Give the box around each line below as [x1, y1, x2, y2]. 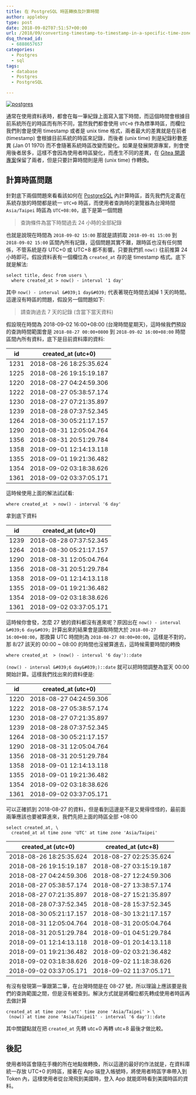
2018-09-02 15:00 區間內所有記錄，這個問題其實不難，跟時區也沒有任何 [6, 238, 177, 246]
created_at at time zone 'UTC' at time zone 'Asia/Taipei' [11, 830, 158, 836]
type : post [6, 19, 33, 25]
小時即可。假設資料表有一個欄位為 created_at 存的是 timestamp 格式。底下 [6, 253, 186, 261]
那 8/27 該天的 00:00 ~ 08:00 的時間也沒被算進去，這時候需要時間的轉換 [6, 641, 181, 648]
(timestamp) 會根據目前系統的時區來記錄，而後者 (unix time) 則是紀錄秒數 [6, 135, 183, 141]
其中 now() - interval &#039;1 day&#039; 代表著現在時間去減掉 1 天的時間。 [6, 288, 190, 296]
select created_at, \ [6, 824, 59, 830]
